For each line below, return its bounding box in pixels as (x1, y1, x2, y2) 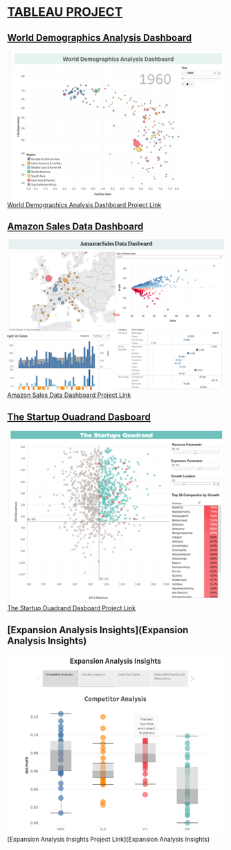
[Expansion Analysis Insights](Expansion (7, 624, 189, 636)
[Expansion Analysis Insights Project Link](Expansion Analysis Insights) (7, 835, 210, 844)
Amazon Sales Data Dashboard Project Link (7, 391, 131, 399)
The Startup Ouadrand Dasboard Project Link (7, 604, 136, 612)
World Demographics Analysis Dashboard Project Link (7, 200, 162, 209)
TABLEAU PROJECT (7, 4, 123, 20)
